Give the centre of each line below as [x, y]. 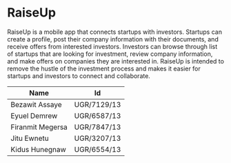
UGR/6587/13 [98, 115]
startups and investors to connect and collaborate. [79, 76]
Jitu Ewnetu [30, 138]
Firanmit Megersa [39, 127]
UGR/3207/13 [98, 138]
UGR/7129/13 [98, 104]
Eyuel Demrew [34, 115]
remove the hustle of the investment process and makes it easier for [104, 68]
